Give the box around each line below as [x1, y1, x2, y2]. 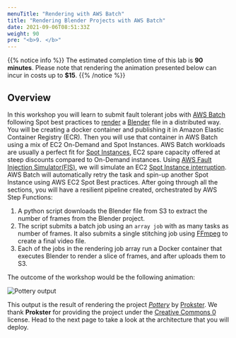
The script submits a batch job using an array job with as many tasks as [17, 221, 229, 230]
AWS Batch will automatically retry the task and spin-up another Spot [7, 170, 208, 179]
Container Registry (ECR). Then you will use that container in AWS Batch [7, 132, 218, 141]
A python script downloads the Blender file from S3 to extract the [17, 206, 208, 215]
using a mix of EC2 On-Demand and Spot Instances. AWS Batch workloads [7, 140, 225, 148]
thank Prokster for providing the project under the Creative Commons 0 [7, 308, 217, 316]
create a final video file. [17, 236, 86, 245]
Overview [7, 91, 52, 103]
